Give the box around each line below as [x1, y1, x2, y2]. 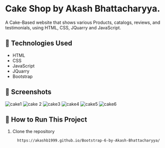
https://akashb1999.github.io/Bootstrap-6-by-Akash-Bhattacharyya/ [17, 138, 161, 143]
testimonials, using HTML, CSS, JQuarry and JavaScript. [5, 24, 121, 30]
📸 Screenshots [5, 88, 52, 96]
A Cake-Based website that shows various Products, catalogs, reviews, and [5, 19, 161, 25]
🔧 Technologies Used [5, 39, 72, 48]
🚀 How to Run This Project [5, 115, 87, 124]
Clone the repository [12, 129, 55, 135]
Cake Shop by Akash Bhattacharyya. [5, 3, 161, 14]
